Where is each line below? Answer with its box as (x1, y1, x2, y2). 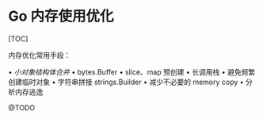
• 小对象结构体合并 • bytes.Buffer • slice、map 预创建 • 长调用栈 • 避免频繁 (8, 67, 256, 76)
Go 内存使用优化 (8, 7, 114, 25)
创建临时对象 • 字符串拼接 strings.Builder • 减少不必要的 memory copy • (8, 77, 244, 86)
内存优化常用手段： (8, 50, 71, 59)
